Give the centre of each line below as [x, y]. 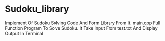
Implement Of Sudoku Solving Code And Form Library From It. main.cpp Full [82, 23]
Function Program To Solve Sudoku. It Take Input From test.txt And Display [81, 28]
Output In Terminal [24, 33]
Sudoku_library [37, 9]
